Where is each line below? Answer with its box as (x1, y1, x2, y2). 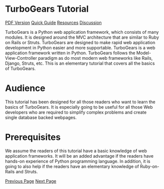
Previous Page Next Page (5, 178, 57, 184)
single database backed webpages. (5, 114, 77, 120)
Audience (5, 83, 46, 94)
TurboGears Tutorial (5, 3, 89, 15)
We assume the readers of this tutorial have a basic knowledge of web (5, 148, 147, 154)
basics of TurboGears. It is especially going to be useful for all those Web (5, 104, 153, 110)
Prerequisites (5, 132, 61, 143)
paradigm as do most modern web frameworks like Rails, (38, 55, 153, 61)
